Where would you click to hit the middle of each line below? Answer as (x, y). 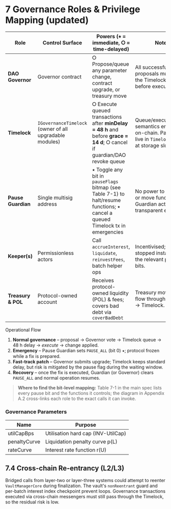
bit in (98, 176)
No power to (150, 191)
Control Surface (62, 43)
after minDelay (110, 123)
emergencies (108, 232)
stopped (145, 253)
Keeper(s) (20, 256)
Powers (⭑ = (111, 36)
